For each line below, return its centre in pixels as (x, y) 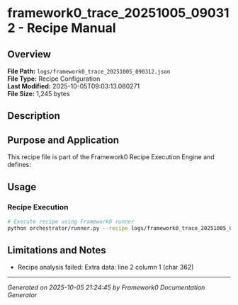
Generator (22, 295)
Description (34, 116)
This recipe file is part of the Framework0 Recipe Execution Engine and (111, 157)
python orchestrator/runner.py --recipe (68, 228)
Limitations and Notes (57, 250)
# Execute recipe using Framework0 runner (71, 221)
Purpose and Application (63, 140)
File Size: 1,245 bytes (39, 94)
